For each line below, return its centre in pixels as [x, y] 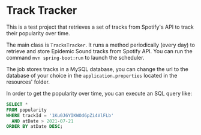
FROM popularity [26, 110]
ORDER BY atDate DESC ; [34, 127]
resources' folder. [28, 82]
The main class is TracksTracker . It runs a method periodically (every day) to [100, 45]
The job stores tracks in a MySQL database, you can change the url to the [97, 69]
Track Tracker [42, 10]
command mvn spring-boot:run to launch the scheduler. [75, 57]
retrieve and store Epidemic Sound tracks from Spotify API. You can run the [100, 51]
